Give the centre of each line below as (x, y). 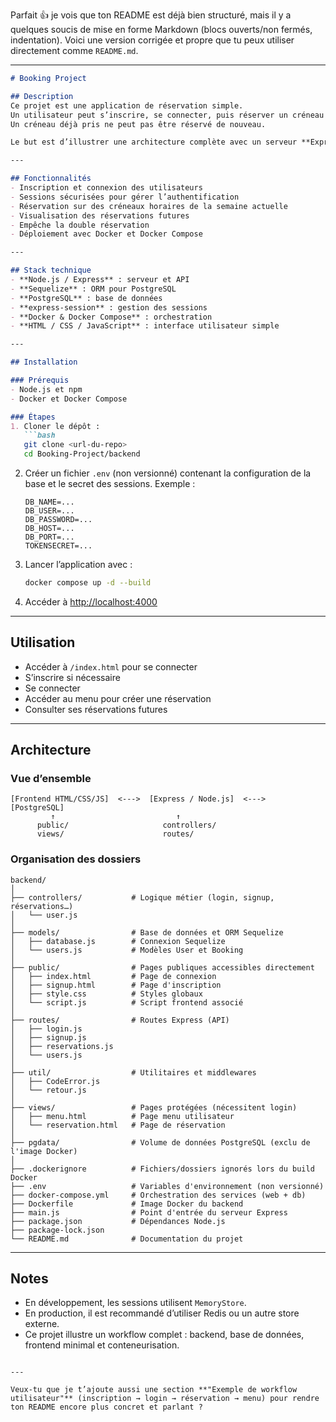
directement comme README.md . (74, 50)
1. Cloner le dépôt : (55, 426)
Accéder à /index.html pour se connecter (111, 666)
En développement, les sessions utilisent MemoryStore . (135, 1303)
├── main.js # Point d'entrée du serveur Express (149, 1212)
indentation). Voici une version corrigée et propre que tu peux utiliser (152, 40)
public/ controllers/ (126, 825)
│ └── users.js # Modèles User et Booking (127, 950)
